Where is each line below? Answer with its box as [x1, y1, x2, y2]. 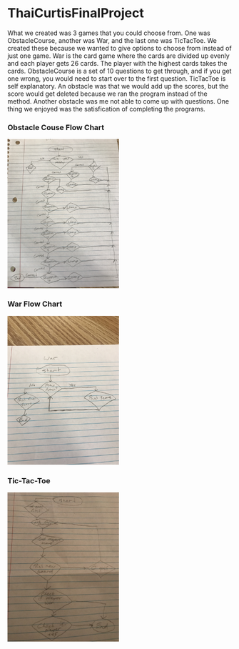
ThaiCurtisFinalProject [7, 5, 144, 21]
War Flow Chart [7, 299, 63, 309]
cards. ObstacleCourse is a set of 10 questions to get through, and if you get [7, 66, 232, 75]
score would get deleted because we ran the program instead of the [7, 89, 208, 98]
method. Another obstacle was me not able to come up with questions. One [7, 96, 230, 105]
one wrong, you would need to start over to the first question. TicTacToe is [7, 74, 226, 83]
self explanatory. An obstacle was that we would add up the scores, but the [7, 81, 229, 90]
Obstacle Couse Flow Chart [7, 122, 105, 132]
